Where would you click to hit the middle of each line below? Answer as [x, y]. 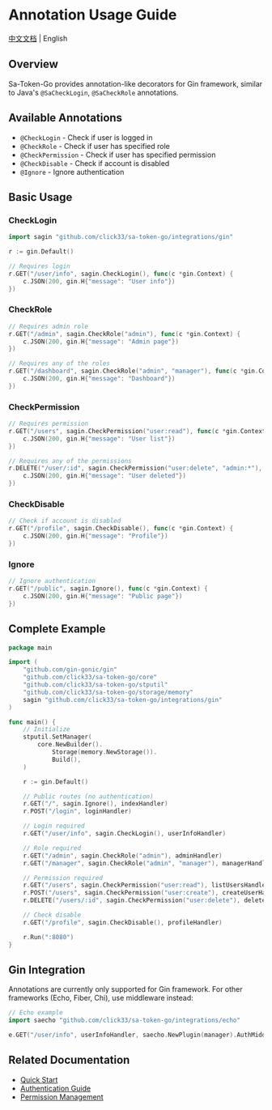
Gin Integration [47, 970]
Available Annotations [66, 118]
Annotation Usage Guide [93, 15]
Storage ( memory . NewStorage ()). [104, 752]
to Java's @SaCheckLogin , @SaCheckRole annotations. [93, 92]
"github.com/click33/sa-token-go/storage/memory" [108, 692]
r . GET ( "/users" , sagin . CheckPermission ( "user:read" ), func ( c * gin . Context [137, 431]
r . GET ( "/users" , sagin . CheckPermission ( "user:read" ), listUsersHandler [146, 885]
